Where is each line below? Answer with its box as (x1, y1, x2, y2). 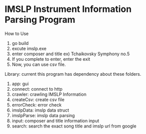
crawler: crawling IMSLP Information (11, 91, 86, 97)
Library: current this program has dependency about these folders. (4, 71, 142, 77)
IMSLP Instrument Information (4, 3, 132, 15)
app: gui (11, 81, 29, 87)
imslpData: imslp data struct (11, 107, 70, 113)
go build (11, 40, 29, 46)
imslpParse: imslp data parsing (11, 112, 75, 118)
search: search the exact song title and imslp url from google (11, 123, 137, 129)
